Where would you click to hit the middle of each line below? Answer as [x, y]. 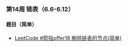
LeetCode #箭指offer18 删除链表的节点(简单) [68, 38]
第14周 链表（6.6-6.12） [40, 9]
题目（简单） [21, 24]
